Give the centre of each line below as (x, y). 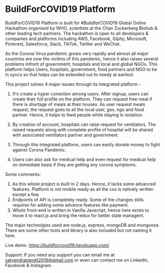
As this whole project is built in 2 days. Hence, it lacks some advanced (84, 184)
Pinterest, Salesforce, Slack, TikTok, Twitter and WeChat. (63, 44)
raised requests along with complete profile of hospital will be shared (82, 129)
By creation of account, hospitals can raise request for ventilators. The (84, 124)
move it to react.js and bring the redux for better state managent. (78, 215)
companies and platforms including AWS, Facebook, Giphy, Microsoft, (76, 39)
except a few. (26, 194)
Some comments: (23, 174)
